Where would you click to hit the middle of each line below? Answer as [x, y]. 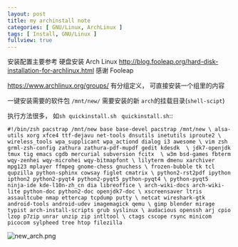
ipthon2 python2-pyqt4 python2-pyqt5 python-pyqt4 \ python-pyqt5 [108, 179]
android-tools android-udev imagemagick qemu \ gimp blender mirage [111, 204]
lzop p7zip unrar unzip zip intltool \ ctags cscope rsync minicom [110, 217]
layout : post [27, 14]
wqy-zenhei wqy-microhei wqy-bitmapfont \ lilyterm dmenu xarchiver [111, 161]
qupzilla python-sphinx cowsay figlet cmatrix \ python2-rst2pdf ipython [119, 173]
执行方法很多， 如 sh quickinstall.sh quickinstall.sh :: [90, 116]
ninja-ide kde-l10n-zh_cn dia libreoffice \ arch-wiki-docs [99, 186]
